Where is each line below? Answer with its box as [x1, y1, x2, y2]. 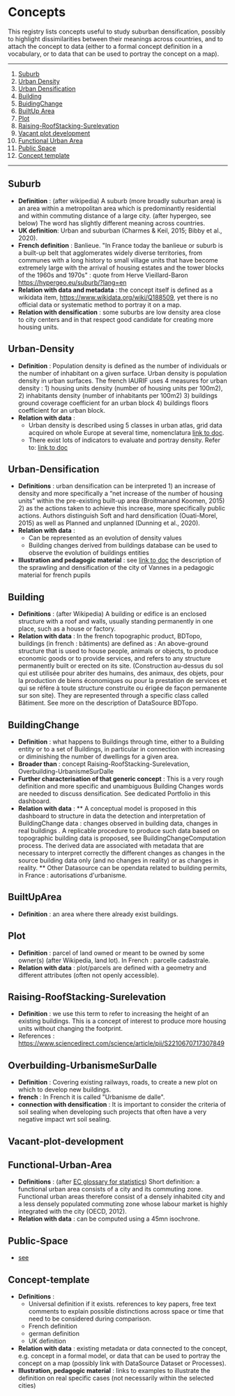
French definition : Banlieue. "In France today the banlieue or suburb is [17, 241, 224, 249]
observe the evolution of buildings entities [28, 549, 149, 557]
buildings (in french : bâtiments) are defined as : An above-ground [17, 640, 209, 648]
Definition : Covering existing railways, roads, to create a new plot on [17, 1078, 218, 1087]
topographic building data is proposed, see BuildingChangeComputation [17, 834, 226, 842]
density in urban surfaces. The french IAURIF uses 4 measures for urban [17, 376, 227, 385]
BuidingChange [17, 99, 63, 108]
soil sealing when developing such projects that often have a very [17, 1108, 207, 1116]
